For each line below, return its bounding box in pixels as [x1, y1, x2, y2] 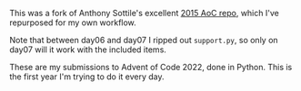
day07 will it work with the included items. [9, 44, 166, 55]
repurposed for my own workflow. [9, 17, 136, 28]
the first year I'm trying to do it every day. [9, 71, 165, 82]
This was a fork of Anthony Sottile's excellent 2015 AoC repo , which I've [9, 8, 279, 18]
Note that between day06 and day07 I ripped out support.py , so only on [9, 35, 279, 45]
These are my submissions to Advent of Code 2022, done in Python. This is [9, 62, 293, 72]
